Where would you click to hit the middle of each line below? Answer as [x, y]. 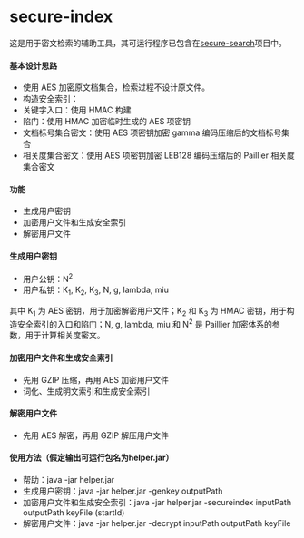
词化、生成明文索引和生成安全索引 [86, 391]
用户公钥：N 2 [48, 278]
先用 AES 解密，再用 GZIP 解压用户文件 [96, 435]
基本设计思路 [33, 65]
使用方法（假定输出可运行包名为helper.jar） [92, 458]
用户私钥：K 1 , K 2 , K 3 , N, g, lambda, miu [96, 290]
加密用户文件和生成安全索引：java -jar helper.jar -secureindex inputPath [157, 503]
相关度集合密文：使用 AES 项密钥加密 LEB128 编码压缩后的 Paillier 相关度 [158, 155]
